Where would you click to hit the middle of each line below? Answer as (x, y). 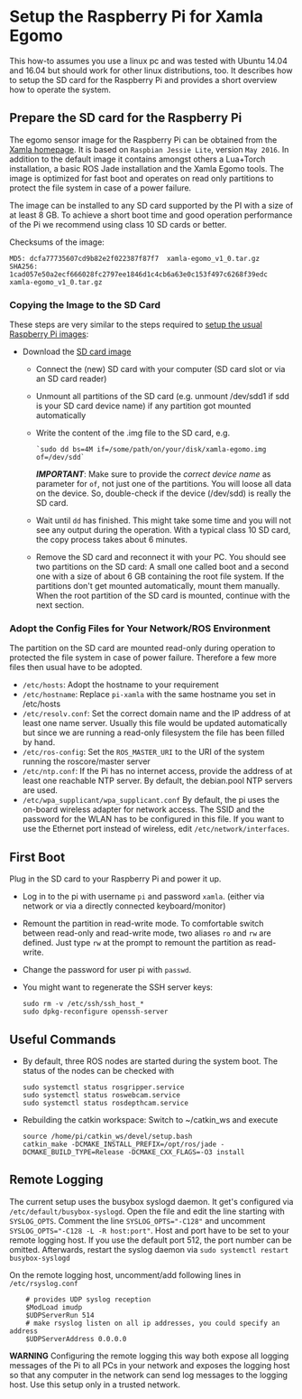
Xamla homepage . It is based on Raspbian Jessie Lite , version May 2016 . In (149, 149)
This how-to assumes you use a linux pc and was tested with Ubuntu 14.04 (149, 61)
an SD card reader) (71, 379)
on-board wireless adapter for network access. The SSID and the (143, 809)
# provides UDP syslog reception (88, 1299)
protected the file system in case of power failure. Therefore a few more (143, 658)
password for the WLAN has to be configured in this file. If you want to (153, 819)
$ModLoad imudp (54, 1307)
